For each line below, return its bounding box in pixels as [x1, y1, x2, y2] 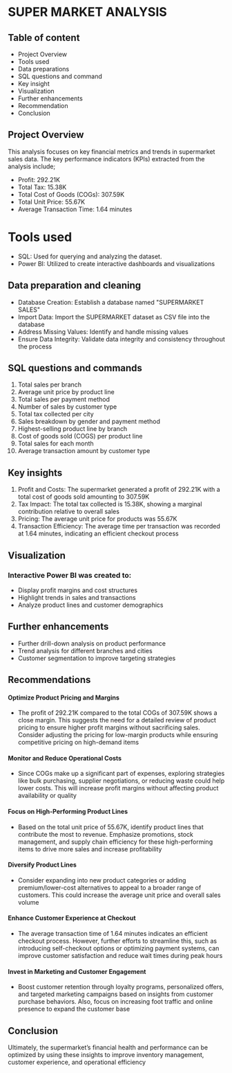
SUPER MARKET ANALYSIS [8, 4, 168, 20]
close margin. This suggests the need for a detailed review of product [17, 716, 217, 725]
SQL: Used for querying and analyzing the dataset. [17, 252, 162, 260]
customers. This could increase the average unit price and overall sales [17, 891, 221, 899]
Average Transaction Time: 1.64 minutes [17, 205, 133, 213]
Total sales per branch [17, 380, 82, 389]
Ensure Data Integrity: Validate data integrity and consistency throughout [17, 335, 225, 343]
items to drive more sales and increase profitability [17, 844, 162, 853]
